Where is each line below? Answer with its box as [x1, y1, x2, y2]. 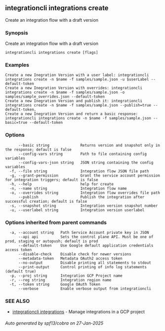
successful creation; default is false [5, 199, 87, 204]
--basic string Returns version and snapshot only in [18, 143, 161, 147]
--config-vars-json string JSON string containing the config [18, 160, 154, 165]
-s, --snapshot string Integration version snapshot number [9, 203, 158, 208]
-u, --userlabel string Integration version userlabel [9, 207, 145, 213]
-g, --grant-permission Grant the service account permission [9, 173, 161, 178]
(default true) [5, 269, 37, 274]
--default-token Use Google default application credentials [18, 243, 154, 248]
